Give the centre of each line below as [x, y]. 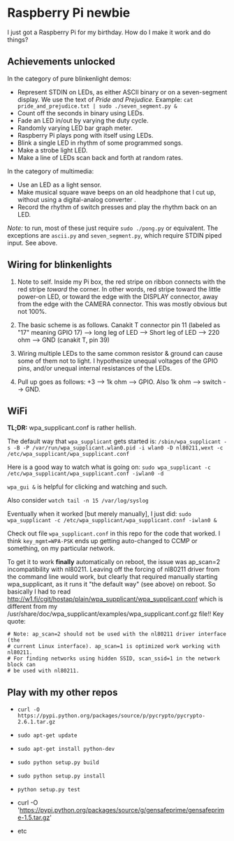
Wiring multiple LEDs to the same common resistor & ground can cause [120, 353]
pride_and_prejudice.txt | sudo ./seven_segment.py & [97, 106]
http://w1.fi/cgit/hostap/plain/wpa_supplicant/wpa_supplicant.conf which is [115, 599]
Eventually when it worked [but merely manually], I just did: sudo [100, 514]
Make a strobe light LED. [52, 150]
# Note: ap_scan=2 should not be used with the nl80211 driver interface [117, 634]
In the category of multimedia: [51, 171]
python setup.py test [49, 790]
